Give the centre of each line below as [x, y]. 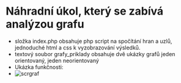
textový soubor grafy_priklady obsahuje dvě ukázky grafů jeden [95, 54]
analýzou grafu [45, 24]
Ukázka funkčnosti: [39, 67]
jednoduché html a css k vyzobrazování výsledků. [77, 48]
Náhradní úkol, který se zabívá [85, 11]
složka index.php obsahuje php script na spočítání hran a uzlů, [93, 41]
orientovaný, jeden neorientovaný [57, 60]
